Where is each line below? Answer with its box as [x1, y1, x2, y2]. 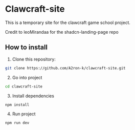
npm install [5, 102, 29, 107]
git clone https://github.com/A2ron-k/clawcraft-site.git [5, 65, 126, 70]
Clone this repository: [12, 56, 56, 62]
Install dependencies [12, 93, 55, 99]
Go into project [12, 74, 43, 80]
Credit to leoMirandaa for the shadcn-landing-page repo [5, 29, 119, 35]
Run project [12, 111, 36, 117]
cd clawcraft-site [5, 84, 43, 89]
